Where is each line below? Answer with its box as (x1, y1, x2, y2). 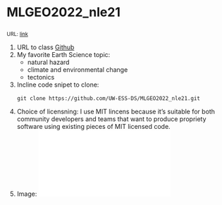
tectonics (27, 73, 55, 81)
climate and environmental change (27, 65, 128, 74)
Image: (16, 190, 37, 198)
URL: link (6, 30, 29, 37)
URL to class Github (16, 43, 75, 51)
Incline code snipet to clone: (16, 80, 99, 89)
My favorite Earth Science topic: (16, 50, 111, 58)
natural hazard (27, 58, 70, 66)
